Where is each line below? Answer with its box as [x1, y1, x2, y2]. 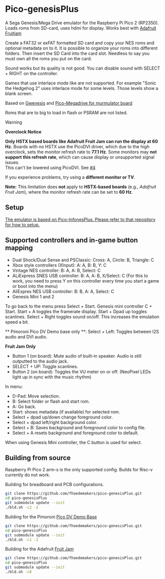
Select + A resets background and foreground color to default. [12, 430, 139, 436]
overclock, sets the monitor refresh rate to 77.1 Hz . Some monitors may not [5, 149, 157, 155]
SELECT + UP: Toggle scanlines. [12, 363, 78, 369]
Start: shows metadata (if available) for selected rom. [12, 409, 120, 414]
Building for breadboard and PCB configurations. [5, 482, 104, 488]
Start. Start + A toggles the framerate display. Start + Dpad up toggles [5, 308, 147, 314]
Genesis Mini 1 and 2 [12, 293, 55, 299]
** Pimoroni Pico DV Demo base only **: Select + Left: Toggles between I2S [5, 329, 159, 334]
